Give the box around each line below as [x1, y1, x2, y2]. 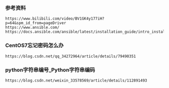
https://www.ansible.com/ [5, 25, 59, 30]
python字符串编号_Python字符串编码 [5, 66, 96, 73]
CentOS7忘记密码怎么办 [5, 42, 64, 49]
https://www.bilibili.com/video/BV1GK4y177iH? [5, 16, 105, 21]
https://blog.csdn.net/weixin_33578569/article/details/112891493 [5, 78, 147, 83]
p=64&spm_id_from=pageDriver [5, 21, 66, 26]
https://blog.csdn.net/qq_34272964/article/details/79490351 [5, 54, 136, 59]
